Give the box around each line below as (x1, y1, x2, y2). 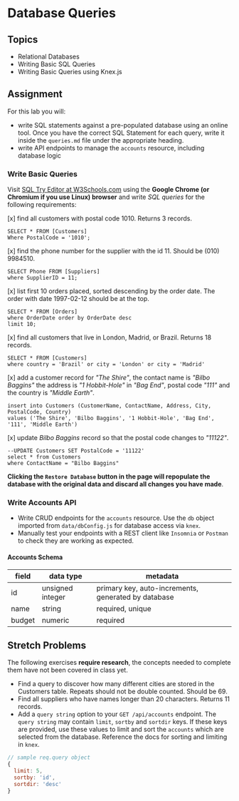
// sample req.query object (7, 754, 91, 761)
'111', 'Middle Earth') (7, 421, 78, 429)
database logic (17, 151, 62, 160)
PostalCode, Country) (7, 409, 72, 416)
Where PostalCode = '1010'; (7, 234, 91, 242)
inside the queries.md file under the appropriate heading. (17, 136, 184, 144)
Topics (7, 34, 38, 46)
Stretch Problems (7, 640, 87, 651)
